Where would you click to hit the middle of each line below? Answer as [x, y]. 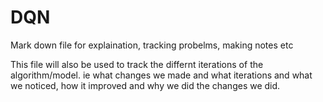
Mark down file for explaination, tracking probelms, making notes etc [152, 45]
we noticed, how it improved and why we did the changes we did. [145, 85]
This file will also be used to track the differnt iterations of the [137, 64]
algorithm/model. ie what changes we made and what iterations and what [161, 75]
